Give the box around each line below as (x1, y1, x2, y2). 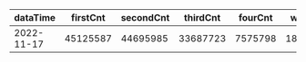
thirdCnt (183, 12, 221, 23)
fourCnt (238, 12, 273, 23)
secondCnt (120, 12, 170, 23)
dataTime (14, 12, 56, 23)
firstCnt (71, 12, 107, 23)
